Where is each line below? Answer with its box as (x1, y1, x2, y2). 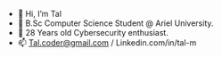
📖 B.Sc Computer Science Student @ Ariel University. (17, 18, 214, 28)
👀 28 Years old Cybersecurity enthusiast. (17, 28, 169, 37)
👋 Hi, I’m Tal (17, 9, 62, 19)
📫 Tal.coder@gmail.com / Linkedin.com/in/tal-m (17, 37, 197, 48)
